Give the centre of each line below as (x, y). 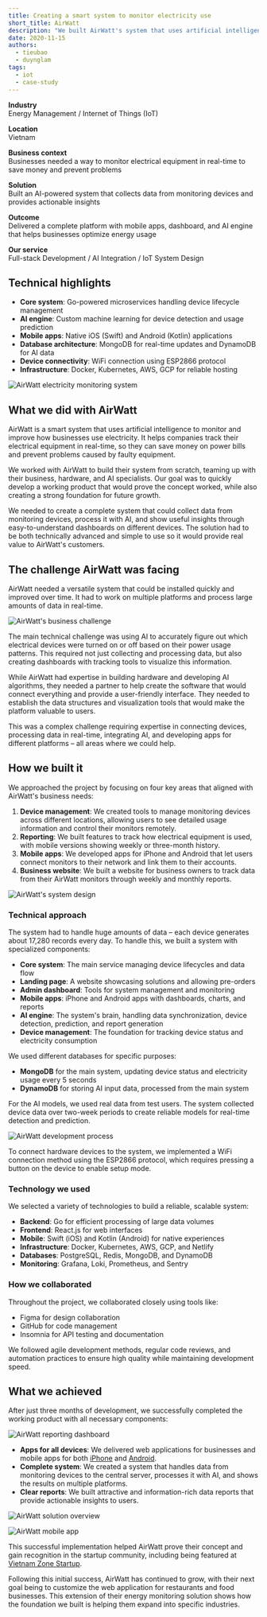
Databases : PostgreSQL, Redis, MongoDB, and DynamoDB (116, 1256)
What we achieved (55, 1392)
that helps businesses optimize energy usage (82, 234)
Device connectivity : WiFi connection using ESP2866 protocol (123, 361)
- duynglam (33, 60)
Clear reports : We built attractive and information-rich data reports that (137, 1492)
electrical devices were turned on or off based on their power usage (120, 644)
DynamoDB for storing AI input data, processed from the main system (134, 1088)
